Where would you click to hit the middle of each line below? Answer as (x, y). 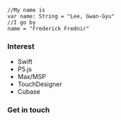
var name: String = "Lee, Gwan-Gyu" (61, 16)
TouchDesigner (40, 84)
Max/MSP (32, 77)
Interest (21, 46)
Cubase (29, 92)
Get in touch (29, 110)
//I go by (22, 23)
